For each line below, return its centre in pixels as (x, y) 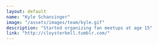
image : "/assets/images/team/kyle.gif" (56, 22)
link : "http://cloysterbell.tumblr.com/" (58, 33)
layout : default (26, 11)
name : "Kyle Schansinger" (38, 17)
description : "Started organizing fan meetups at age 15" (79, 28)
